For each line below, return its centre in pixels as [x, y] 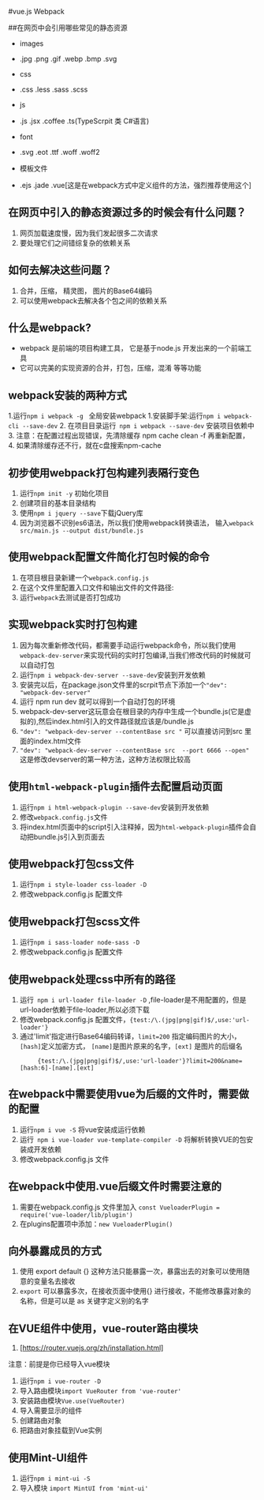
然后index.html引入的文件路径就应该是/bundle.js [116, 721]
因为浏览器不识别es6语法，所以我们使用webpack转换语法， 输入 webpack [137, 523]
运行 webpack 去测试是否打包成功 [70, 597]
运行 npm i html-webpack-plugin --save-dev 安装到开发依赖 [114, 807]
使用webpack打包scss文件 [74, 921]
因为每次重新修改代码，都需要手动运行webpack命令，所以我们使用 [128, 645]
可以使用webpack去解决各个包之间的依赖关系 [93, 300]
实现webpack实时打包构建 [73, 624]
